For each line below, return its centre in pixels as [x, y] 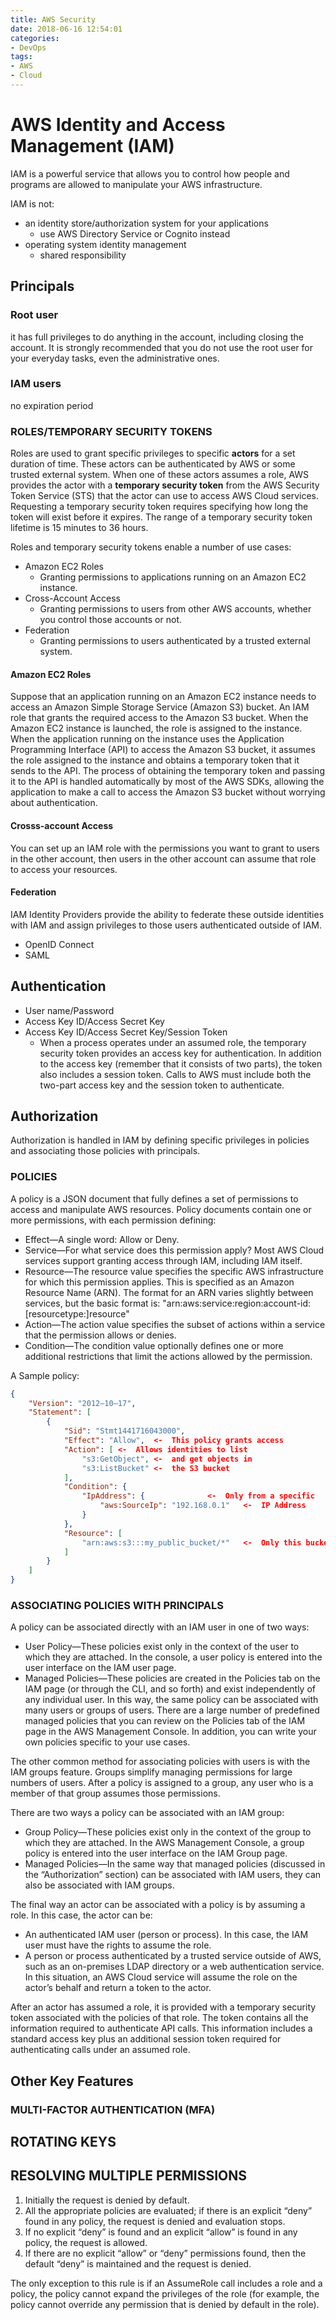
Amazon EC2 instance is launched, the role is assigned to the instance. [156, 728]
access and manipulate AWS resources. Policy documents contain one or [161, 1209]
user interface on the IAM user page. [100, 1668]
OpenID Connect [59, 944]
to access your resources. [64, 869]
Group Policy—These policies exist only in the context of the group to [168, 1832]
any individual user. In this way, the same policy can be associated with [171, 1700]
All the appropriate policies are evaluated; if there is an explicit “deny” [168, 2210]
